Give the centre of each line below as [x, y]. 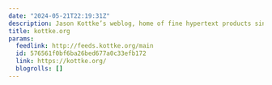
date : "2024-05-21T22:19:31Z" [59, 16]
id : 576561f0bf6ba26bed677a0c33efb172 [81, 53]
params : [21, 38]
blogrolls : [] [39, 69]
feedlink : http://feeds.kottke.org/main [85, 46]
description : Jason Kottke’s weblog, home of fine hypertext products [130, 23]
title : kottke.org [39, 31]
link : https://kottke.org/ [61, 62]
